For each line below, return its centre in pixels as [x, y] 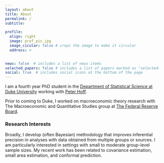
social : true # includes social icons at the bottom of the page [74, 73]
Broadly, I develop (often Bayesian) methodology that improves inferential [79, 135]
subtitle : [15, 23]
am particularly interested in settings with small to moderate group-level [77, 145]
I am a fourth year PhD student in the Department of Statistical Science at [79, 86]
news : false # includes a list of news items [53, 63]
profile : [14, 32]
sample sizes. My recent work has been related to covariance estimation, [79, 150]
